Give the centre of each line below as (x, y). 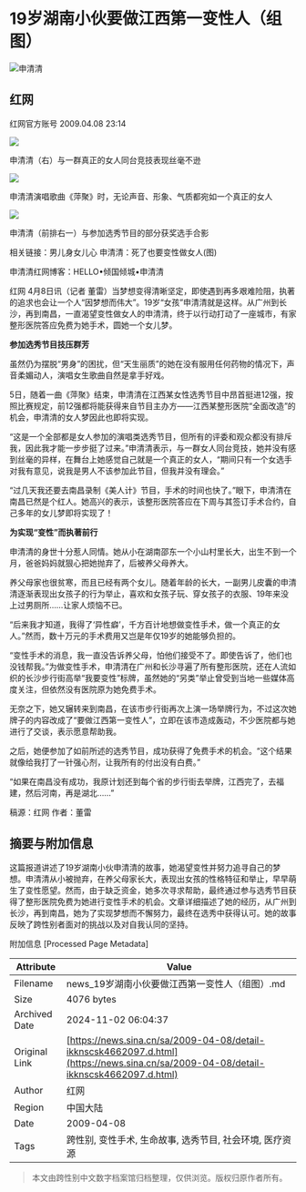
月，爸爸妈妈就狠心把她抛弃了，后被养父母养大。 (101, 563)
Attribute (36, 966)
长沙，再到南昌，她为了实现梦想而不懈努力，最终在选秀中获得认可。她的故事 (153, 912)
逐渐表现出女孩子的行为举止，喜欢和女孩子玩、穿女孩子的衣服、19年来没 (153, 594)
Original (31, 1051)
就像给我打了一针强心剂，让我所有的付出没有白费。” (105, 762)
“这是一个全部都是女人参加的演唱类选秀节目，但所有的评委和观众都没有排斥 (151, 436)
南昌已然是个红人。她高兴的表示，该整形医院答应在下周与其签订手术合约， (149, 501)
